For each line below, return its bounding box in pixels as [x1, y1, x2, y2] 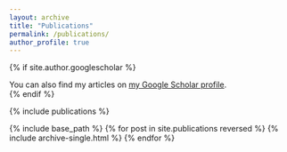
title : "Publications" [9, 21, 94, 30]
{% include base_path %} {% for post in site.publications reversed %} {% [9, 124, 279, 134]
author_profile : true [9, 37, 90, 47]
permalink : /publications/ [9, 29, 110, 38]
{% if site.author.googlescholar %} [9, 62, 136, 73]
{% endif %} [9, 89, 55, 100]
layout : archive [9, 12, 70, 22]
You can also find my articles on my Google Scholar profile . [9, 79, 227, 90]
